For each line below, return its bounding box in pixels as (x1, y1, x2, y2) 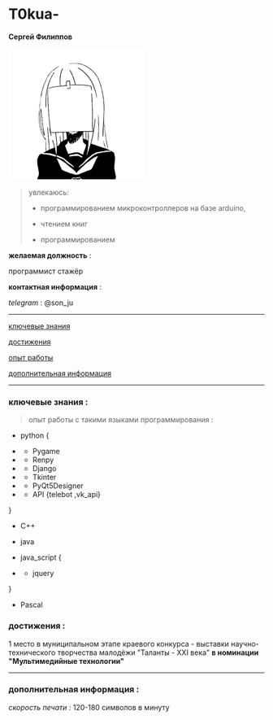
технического (8, 648, 56, 657)
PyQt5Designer (32, 481, 84, 491)
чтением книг (40, 219, 88, 229)
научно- (231, 639, 259, 648)
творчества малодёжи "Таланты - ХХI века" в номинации (57, 648, 259, 657)
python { (19, 430, 50, 440)
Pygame (32, 447, 61, 456)
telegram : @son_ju (8, 298, 74, 308)
